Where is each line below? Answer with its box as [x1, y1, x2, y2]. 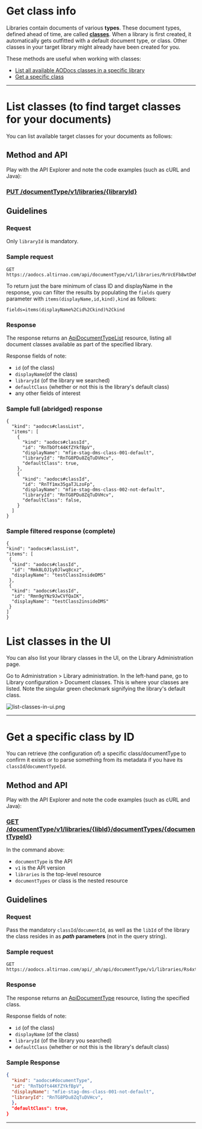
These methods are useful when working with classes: [6, 55, 141, 62]
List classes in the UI [6, 634, 111, 648]
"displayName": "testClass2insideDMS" [11, 599, 109, 605]
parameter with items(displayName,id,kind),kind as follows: [6, 295, 157, 302]
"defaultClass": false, [22, 497, 82, 503]
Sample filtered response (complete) [6, 527, 116, 535]
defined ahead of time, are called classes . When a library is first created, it [6, 30, 192, 37]
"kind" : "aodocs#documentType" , [11, 1077, 93, 1083]
